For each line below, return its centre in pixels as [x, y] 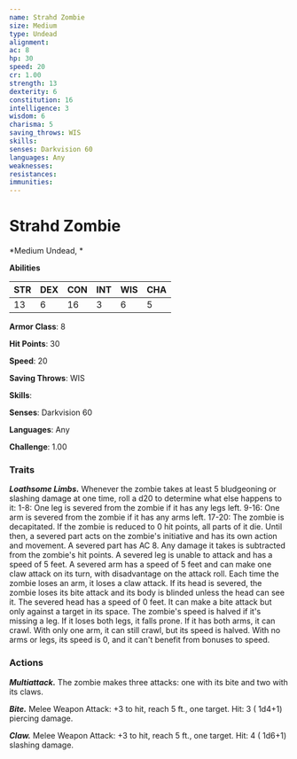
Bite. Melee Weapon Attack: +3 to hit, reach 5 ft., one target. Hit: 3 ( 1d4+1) [146, 708]
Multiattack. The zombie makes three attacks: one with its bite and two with [148, 682]
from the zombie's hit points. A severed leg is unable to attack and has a [141, 555]
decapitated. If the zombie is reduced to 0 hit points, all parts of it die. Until [146, 527]
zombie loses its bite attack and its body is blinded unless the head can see [147, 593]
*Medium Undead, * [47, 251]
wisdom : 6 [27, 116]
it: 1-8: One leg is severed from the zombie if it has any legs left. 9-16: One [145, 508]
